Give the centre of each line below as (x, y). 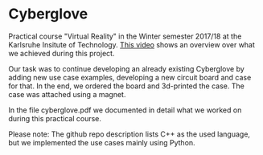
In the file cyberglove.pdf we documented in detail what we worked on (125, 110)
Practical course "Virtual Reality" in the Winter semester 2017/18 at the (125, 36)
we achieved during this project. (62, 53)
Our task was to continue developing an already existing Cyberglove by (127, 68)
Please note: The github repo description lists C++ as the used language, (129, 134)
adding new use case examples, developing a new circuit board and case (130, 77)
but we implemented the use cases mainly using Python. (102, 142)
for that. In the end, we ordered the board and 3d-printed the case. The (127, 86)
